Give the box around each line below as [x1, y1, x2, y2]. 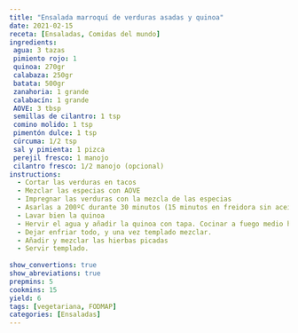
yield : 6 [9, 294, 42, 303]
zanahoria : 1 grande [12, 87, 90, 96]
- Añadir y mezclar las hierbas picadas [17, 236, 169, 245]
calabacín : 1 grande [12, 95, 90, 105]
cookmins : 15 [9, 285, 58, 294]
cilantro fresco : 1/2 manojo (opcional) [12, 162, 165, 170]
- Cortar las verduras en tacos [17, 178, 137, 187]
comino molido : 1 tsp [12, 121, 93, 130]
